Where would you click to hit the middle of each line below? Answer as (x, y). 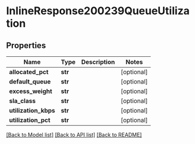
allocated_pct (29, 72)
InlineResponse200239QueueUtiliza (98, 11)
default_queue (30, 81)
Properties (26, 45)
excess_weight (31, 91)
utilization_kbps (32, 111)
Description (98, 62)
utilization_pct (30, 120)
